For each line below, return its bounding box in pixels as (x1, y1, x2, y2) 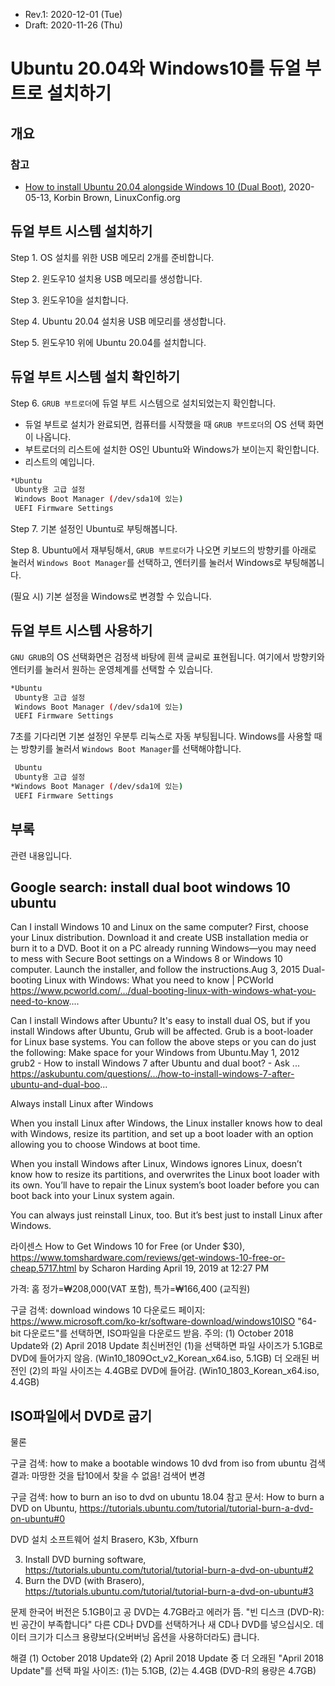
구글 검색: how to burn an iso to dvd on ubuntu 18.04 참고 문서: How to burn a (10, 1491, 325, 1503)
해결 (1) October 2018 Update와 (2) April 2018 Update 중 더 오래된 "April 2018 (10, 1652, 325, 1664)
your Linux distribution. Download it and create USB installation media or (10, 932, 309, 944)
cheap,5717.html (10, 1262, 77, 1274)
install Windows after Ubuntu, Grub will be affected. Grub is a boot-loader (10, 1025, 314, 1038)
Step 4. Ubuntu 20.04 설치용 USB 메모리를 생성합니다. (10, 315, 227, 327)
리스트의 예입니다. (24, 455, 95, 468)
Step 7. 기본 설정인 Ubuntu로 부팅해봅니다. (10, 523, 178, 534)
